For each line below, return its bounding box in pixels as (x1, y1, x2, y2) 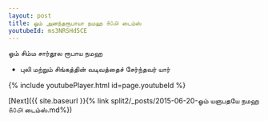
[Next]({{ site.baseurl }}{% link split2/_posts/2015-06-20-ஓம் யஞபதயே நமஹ (8, 96, 260, 106)
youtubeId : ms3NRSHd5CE (8, 26, 88, 34)
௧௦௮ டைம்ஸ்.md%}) (8, 105, 73, 115)
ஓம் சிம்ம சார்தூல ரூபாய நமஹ (8, 49, 103, 58)
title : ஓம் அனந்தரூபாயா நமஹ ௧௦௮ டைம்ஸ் (8, 19, 142, 27)
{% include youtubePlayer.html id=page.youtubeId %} (8, 81, 186, 91)
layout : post (8, 11, 52, 20)
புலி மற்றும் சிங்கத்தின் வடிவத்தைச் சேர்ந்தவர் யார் (19, 65, 170, 75)
